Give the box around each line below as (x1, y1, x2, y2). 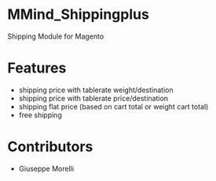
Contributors (7, 138, 93, 156)
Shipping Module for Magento (7, 31, 104, 41)
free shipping (18, 110, 62, 120)
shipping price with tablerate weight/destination (18, 85, 174, 94)
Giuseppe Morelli (18, 164, 75, 173)
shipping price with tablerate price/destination (18, 93, 169, 103)
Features (7, 59, 67, 77)
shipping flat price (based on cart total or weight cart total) (18, 102, 209, 111)
